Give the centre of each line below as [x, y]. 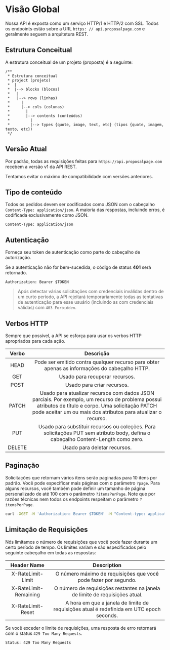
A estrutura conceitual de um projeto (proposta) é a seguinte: [69, 62]
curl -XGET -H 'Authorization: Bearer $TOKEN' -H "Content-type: [75, 514]
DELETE [17, 448]
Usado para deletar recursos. [97, 448]
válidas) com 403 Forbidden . [47, 308]
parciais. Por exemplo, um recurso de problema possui [97, 399]
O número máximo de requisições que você [107, 574]
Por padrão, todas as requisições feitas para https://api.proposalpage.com [84, 161]
